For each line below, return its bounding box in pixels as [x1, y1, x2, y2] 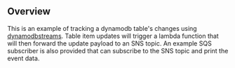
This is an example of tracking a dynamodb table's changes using [7, 24, 198, 32]
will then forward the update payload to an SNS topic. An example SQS [7, 39, 212, 48]
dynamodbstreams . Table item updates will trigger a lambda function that [7, 32, 219, 40]
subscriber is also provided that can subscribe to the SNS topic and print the [7, 46, 229, 55]
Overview [7, 6, 51, 18]
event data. [7, 54, 40, 62]
